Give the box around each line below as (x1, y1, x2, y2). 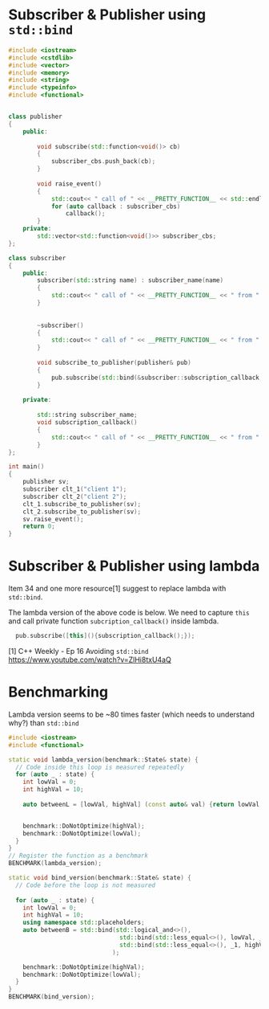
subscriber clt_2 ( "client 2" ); (22, 492, 127, 500)
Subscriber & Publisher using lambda (8, 557, 260, 575)
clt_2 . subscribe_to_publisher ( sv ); (22, 508, 142, 516)
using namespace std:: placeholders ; (22, 918, 146, 927)
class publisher (8, 112, 62, 121)
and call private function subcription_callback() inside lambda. (8, 616, 219, 626)
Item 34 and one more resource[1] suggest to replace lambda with (8, 584, 227, 594)
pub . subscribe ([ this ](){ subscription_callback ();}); (15, 632, 195, 640)
